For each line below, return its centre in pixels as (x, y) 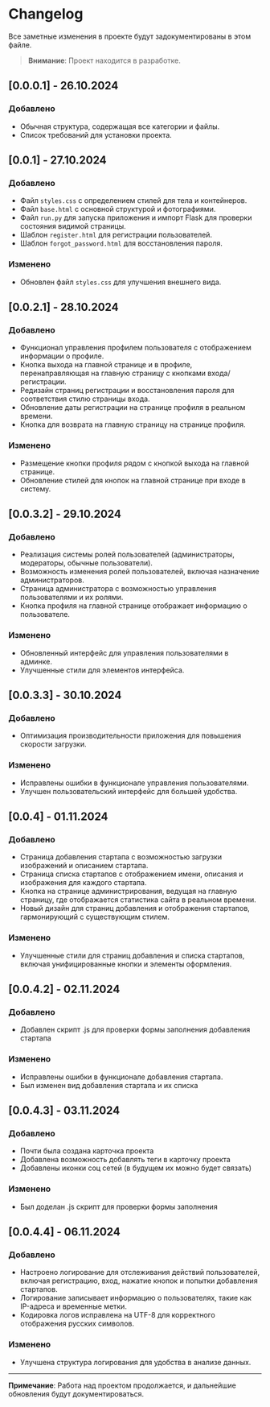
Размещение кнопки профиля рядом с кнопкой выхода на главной (134, 463)
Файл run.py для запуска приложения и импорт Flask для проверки (136, 217)
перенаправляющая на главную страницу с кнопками (113, 373)
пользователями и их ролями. (72, 598)
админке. (36, 661)
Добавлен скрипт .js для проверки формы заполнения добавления (135, 1030)
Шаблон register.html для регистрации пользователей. (116, 235)
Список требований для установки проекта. (96, 134)
